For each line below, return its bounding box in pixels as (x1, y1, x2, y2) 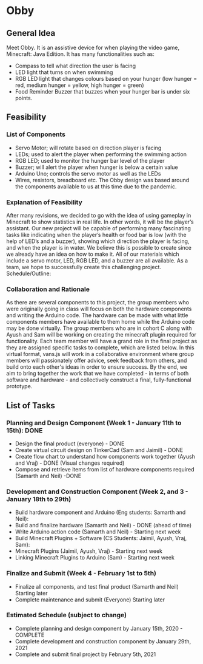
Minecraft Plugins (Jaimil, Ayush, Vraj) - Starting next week (15, 547, 162, 555)
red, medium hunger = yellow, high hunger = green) (15, 81, 144, 89)
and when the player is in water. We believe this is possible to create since (6, 244, 192, 251)
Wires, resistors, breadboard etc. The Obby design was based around (15, 176, 190, 183)
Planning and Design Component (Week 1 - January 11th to (6, 419, 182, 427)
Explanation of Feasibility (6, 198, 83, 207)
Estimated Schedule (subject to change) (6, 611, 127, 620)
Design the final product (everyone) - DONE (15, 440, 125, 447)
